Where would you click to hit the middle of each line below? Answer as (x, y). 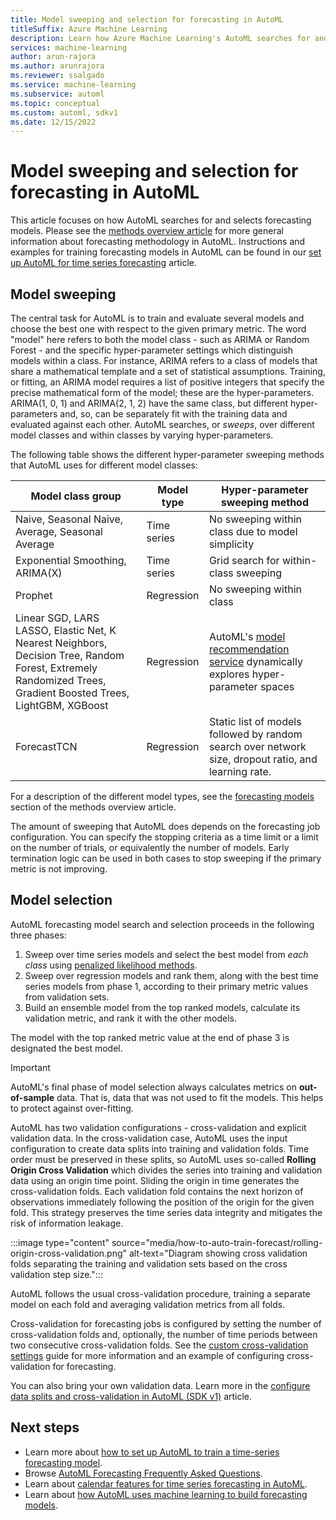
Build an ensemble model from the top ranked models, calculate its (162, 1007)
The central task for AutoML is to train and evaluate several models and (157, 318)
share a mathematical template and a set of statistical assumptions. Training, (168, 371)
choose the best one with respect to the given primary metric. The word (158, 329)
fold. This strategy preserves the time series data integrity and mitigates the (166, 1212)
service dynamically (255, 661)
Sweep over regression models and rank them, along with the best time (171, 975)
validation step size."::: (56, 1274)
